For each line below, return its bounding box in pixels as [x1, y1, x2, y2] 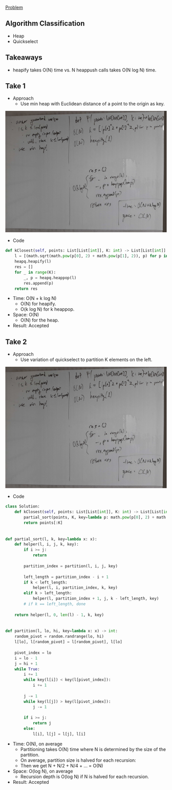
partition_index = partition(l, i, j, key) [24, 563, 118, 569]
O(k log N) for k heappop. [20, 306, 75, 312]
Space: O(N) [12, 312, 39, 318]
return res [14, 286, 38, 291]
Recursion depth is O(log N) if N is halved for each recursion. [20, 773, 149, 780]
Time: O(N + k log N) [12, 295, 57, 302]
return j [32, 721, 52, 726]
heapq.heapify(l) [14, 259, 52, 264]
